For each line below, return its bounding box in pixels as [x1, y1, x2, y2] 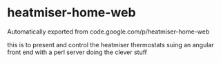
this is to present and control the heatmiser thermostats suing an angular [7, 40, 214, 49]
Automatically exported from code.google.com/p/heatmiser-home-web [7, 27, 210, 36]
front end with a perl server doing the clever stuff [7, 48, 147, 56]
